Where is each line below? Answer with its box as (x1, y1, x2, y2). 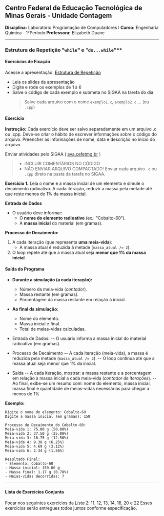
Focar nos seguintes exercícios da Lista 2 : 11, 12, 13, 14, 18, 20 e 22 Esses (5, 500, 152, 506)
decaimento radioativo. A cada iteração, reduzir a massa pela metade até (5, 186, 152, 192)
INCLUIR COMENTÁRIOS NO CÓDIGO (24, 161, 100, 167)
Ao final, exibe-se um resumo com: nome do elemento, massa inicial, (12, 381, 151, 386)
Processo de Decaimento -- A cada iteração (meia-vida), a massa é (12, 350, 148, 356)
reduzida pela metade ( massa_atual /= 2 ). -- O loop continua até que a (12, 356, 155, 361)
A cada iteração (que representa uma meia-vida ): (12, 239, 113, 245)
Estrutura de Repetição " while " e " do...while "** (5, 46, 123, 53)
